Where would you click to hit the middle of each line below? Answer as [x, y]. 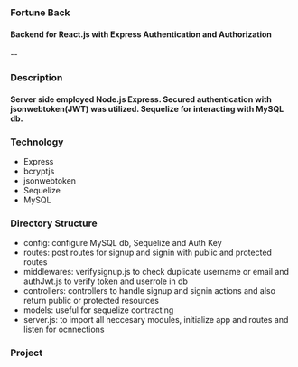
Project [27, 353]
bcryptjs [39, 171]
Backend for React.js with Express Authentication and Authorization [141, 34]
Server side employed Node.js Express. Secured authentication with [141, 99]
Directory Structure [54, 223]
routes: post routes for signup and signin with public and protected [147, 253]
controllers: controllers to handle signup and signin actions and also [149, 291]
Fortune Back [40, 13]
